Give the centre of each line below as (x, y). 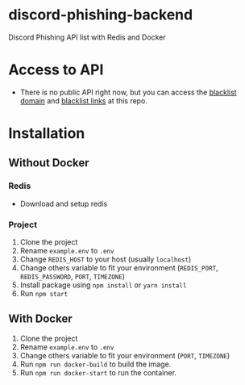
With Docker (40, 319)
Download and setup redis (64, 203)
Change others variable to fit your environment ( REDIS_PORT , (119, 268)
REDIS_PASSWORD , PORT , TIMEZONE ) (73, 277)
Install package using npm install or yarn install (103, 285)
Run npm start (44, 294)
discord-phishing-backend (101, 15)
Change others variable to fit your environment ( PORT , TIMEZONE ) (125, 355)
